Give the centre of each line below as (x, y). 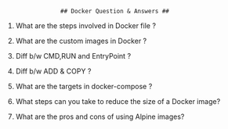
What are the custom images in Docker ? (81, 41)
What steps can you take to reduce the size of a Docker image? (118, 101)
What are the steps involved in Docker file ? (86, 26)
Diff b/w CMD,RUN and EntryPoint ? (73, 56)
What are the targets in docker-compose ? (84, 86)
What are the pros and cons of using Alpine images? (100, 116)
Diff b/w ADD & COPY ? (53, 71)
